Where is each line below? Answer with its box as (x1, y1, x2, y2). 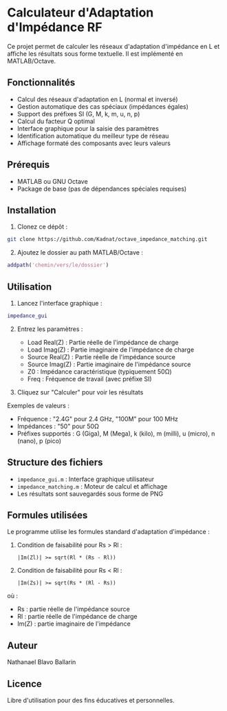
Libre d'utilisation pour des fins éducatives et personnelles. (7, 697, 175, 705)
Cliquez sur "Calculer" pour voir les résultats (17, 388, 144, 396)
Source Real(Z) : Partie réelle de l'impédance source (27, 352, 175, 361)
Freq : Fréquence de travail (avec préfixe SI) (27, 374, 153, 383)
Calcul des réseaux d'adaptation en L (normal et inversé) (17, 95, 178, 103)
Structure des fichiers (7, 456, 103, 469)
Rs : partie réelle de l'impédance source (17, 605, 131, 613)
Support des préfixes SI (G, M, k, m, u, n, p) (17, 109, 140, 118)
